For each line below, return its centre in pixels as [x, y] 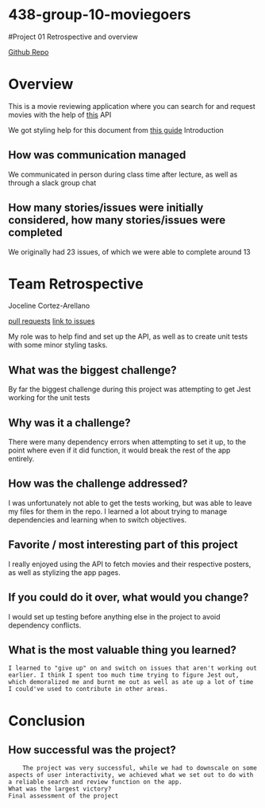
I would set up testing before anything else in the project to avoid [114, 616]
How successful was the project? [92, 750]
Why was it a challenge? [69, 423]
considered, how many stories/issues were [117, 220]
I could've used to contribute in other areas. [88, 690]
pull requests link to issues [52, 321]
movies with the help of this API [60, 115]
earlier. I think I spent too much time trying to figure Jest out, [124, 675]
